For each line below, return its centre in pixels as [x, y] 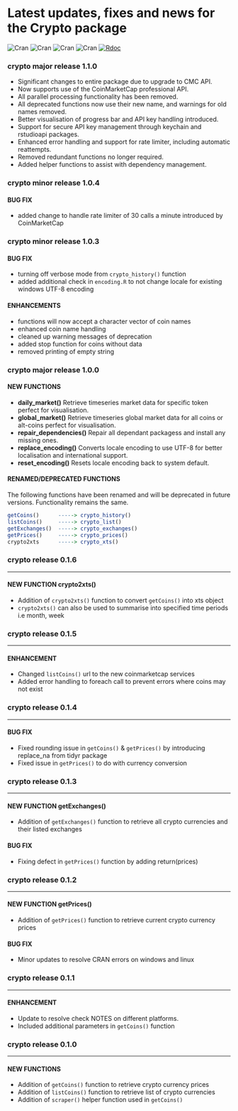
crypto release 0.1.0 [42, 1044]
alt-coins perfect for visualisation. [67, 425]
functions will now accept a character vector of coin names [104, 321]
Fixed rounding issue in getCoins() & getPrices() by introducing [111, 748]
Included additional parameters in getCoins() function [96, 1026]
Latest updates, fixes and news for [111, 13]
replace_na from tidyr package [62, 755]
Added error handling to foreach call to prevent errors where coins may [121, 682]
